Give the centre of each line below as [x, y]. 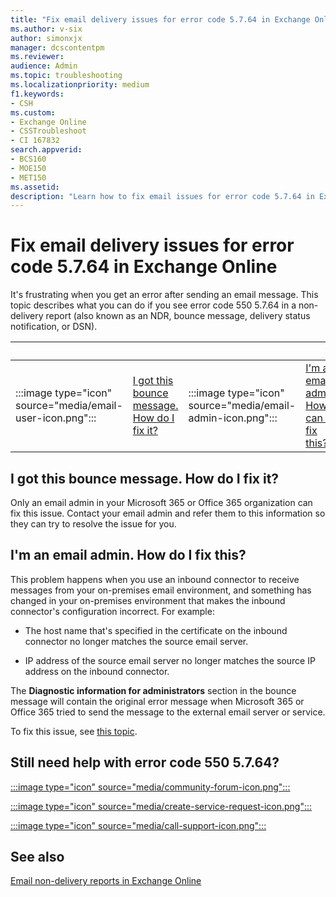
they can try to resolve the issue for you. [93, 524]
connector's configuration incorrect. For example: [112, 611]
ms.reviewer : [37, 57]
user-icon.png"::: [56, 418]
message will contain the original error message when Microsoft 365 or [157, 701]
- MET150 [28, 177]
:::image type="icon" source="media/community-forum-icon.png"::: [150, 787]
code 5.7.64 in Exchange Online [144, 267]
